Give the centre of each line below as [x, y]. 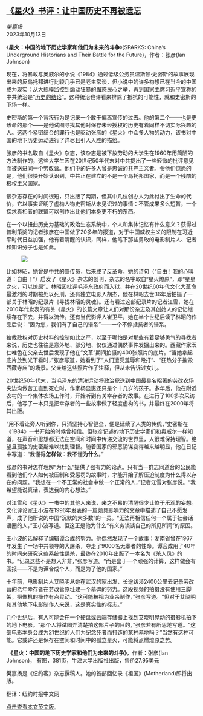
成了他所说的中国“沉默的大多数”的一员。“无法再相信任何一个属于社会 [102, 518]
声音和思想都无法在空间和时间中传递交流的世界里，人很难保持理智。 [107, 439]
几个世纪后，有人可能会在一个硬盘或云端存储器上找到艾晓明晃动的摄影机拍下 [101, 617]
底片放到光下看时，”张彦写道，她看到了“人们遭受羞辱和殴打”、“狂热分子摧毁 [100, 360]
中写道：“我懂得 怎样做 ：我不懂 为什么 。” [55, 454]
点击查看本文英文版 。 [33, 706]
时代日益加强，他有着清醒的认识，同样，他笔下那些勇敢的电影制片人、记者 [104, 239]
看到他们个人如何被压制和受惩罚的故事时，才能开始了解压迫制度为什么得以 [99, 475]
